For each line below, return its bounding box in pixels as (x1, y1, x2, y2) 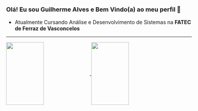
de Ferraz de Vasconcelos (14, 25, 80, 32)
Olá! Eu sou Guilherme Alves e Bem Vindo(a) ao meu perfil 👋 (6, 5, 181, 14)
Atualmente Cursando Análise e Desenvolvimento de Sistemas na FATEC (14, 19, 192, 26)
